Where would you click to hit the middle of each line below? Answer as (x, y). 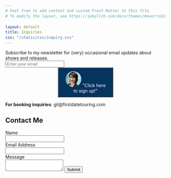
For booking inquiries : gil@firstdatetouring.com (55, 105)
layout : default (22, 27)
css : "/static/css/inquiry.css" (39, 38)
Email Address (20, 144)
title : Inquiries (24, 32)
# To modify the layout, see (36, 16)
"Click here (94, 85)
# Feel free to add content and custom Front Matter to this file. (78, 11)
